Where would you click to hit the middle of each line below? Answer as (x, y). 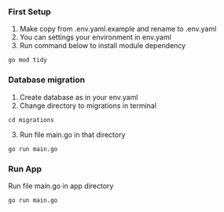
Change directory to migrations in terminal (88, 106)
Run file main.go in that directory (72, 134)
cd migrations (31, 120)
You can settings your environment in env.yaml (95, 37)
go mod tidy (28, 60)
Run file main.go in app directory (61, 186)
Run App (25, 169)
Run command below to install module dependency (103, 46)
